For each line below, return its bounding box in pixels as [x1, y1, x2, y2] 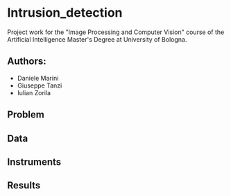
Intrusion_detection [7, 5, 123, 21]
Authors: [7, 56, 46, 67]
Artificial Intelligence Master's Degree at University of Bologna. [7, 35, 187, 43]
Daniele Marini [17, 74, 59, 82]
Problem [7, 109, 45, 121]
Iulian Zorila [17, 88, 51, 97]
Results [7, 179, 41, 192]
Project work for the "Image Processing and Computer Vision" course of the [7, 28, 225, 36]
